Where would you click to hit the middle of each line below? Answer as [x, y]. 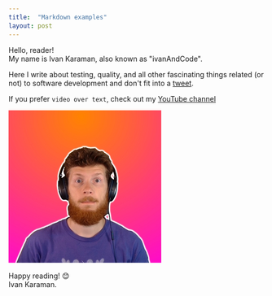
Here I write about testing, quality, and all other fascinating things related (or [136, 74]
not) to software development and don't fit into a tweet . [101, 83]
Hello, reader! [31, 50]
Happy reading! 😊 [39, 276]
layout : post [31, 26]
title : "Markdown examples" [58, 17]
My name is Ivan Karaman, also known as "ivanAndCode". [106, 59]
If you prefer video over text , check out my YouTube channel [112, 98]
